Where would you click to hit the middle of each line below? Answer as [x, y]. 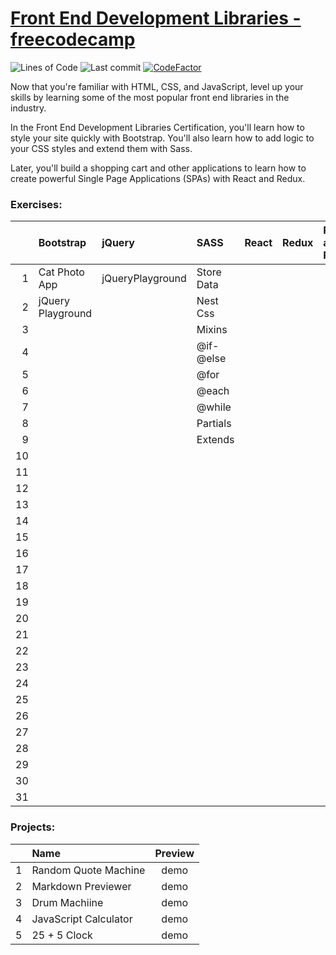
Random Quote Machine [88, 870]
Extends [215, 440]
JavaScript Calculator [82, 919]
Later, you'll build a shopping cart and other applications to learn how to [158, 168]
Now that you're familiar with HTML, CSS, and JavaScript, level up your [157, 86]
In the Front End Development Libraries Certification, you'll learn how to [157, 127]
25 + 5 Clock [62, 935]
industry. [28, 108]
